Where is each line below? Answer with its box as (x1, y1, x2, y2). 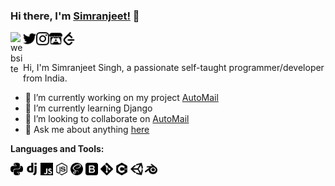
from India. (23, 72, 68, 84)
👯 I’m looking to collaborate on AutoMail (24, 113, 190, 125)
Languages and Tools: (10, 143, 105, 155)
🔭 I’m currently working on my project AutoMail (24, 92, 219, 104)
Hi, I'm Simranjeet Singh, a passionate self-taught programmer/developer (23, 62, 325, 74)
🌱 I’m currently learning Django (24, 102, 153, 114)
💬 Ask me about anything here (24, 124, 150, 136)
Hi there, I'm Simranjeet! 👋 (10, 9, 140, 23)
